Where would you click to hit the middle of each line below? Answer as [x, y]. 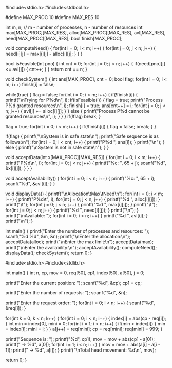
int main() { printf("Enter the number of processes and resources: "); [78, 231]
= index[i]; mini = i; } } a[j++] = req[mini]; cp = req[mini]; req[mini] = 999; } [84, 329]
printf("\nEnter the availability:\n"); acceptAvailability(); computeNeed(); [81, 247]
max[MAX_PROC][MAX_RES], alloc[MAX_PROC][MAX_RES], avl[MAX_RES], [85, 33]
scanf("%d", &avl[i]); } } [30, 184]
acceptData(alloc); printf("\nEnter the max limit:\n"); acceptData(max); [80, 242]
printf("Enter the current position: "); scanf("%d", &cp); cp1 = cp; [74, 283]
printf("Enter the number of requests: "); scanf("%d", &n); [66, 293]
